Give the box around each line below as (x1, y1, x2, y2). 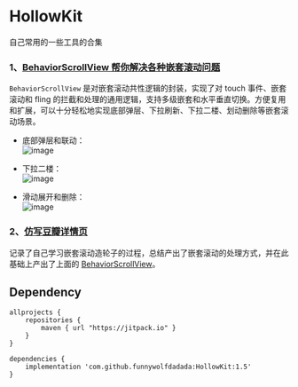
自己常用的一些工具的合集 (9, 36, 103, 47)
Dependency (9, 284, 82, 299)
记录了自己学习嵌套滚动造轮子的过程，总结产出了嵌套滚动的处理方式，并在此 (9, 247, 289, 258)
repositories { (25, 316, 82, 325)
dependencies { (9, 355, 66, 364)
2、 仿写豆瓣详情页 (9, 225, 89, 238)
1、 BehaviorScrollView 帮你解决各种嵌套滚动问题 (9, 60, 221, 73)
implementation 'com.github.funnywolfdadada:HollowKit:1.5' (25, 362, 252, 372)
